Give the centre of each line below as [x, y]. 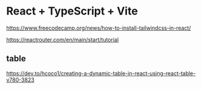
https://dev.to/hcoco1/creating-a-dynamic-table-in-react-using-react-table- [101, 73]
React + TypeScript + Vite [72, 11]
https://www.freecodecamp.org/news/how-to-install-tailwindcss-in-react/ [99, 28]
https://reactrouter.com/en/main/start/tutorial [63, 39]
